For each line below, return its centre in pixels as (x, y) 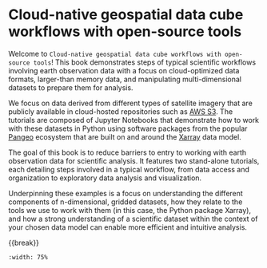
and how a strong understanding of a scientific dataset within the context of (133, 219)
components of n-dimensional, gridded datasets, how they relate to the (126, 202)
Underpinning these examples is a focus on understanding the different (126, 193)
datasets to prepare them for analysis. (71, 87)
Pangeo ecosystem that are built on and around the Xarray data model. (125, 136)
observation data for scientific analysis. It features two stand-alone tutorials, (134, 160)
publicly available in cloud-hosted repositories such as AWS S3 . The (121, 111)
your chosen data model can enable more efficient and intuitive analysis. (128, 227)
